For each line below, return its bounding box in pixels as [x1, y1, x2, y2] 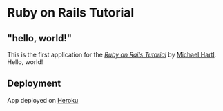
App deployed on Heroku [7, 96, 79, 104]
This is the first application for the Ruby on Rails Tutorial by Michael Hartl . [7, 50, 217, 59]
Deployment [7, 78, 61, 90]
